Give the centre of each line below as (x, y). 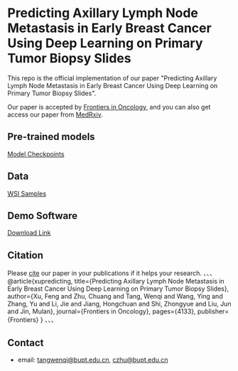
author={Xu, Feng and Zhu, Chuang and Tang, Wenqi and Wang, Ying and (115, 296)
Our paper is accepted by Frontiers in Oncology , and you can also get (109, 107)
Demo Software (43, 216)
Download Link (29, 233)
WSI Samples (27, 193)
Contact (26, 343)
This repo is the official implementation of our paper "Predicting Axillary (112, 78)
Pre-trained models (51, 137)
